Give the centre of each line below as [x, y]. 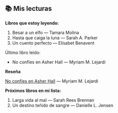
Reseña [13, 71]
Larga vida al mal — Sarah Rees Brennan [53, 100]
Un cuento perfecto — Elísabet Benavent [53, 43]
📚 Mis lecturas [29, 9]
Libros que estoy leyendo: [32, 23]
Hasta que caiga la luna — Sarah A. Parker [55, 38]
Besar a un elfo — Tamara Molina [46, 32]
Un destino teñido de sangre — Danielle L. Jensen [63, 105]
